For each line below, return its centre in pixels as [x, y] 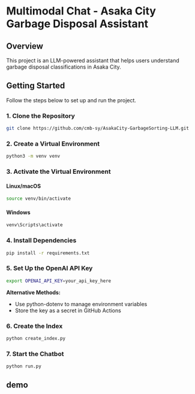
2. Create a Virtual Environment [53, 144]
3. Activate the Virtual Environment [58, 171]
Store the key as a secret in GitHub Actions [68, 310]
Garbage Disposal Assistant [77, 24]
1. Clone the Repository [40, 115]
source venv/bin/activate [38, 199]
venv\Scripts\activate [34, 225]
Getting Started [36, 86]
